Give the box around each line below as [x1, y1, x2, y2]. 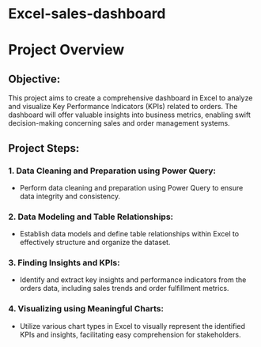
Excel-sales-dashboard [8, 5, 166, 23]
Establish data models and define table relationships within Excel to [19, 229, 240, 239]
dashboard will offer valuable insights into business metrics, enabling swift [8, 110, 252, 119]
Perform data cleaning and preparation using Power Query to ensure [19, 183, 244, 192]
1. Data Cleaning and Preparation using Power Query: [8, 165, 216, 176]
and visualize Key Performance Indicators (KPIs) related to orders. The [8, 102, 238, 111]
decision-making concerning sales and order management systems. [8, 119, 231, 128]
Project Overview [8, 41, 125, 59]
